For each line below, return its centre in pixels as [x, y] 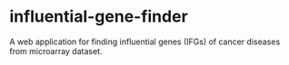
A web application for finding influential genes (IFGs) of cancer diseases [145, 42]
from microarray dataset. [56, 51]
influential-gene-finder [99, 17]
